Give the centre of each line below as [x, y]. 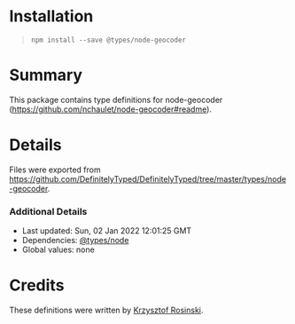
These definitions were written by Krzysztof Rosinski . [106, 310]
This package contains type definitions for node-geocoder [116, 99]
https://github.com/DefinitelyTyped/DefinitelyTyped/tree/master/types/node [147, 178]
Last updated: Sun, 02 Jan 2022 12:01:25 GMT [107, 231]
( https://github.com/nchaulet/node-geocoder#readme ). [111, 109]
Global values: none [58, 249]
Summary [46, 75]
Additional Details [48, 211]
